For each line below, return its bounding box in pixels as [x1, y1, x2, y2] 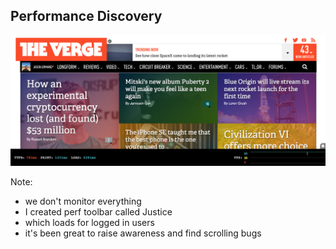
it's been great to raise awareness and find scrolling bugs [24, 227, 262, 239]
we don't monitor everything [24, 195, 142, 207]
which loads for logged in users [24, 216, 155, 228]
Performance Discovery [10, 8, 163, 25]
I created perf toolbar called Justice [24, 205, 173, 218]
